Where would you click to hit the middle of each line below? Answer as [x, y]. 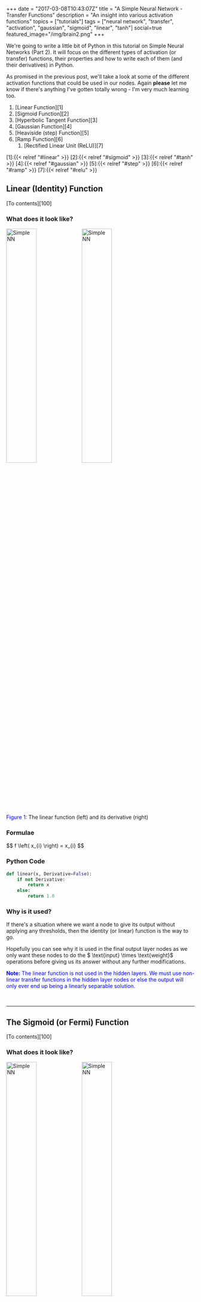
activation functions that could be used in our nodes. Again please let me [97, 83]
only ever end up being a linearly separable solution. [71, 986]
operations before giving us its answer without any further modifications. [96, 962]
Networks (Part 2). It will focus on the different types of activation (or [91, 52]
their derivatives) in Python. [40, 65]
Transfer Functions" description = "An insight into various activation [90, 15]
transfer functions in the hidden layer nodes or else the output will [102, 980]
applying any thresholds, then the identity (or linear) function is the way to [97, 931]
